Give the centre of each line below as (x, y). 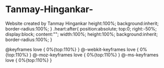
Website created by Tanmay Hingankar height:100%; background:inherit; (82, 23)
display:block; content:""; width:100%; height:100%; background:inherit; (81, 34)
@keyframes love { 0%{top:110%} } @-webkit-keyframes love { (72, 49)
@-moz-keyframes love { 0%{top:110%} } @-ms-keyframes (96, 55)
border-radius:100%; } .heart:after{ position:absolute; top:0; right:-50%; (81, 28)
